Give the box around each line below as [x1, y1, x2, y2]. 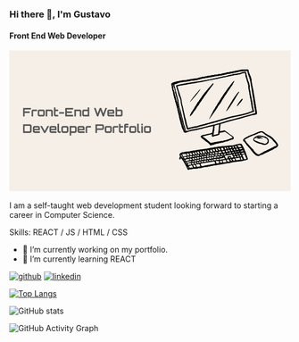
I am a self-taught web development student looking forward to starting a [9, 200, 278, 211]
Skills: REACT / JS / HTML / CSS [9, 227, 128, 238]
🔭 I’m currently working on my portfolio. [21, 245, 168, 255]
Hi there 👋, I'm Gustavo [9, 8, 112, 21]
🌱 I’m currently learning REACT [21, 254, 137, 264]
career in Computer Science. [9, 210, 115, 221]
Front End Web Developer [9, 30, 106, 41]
